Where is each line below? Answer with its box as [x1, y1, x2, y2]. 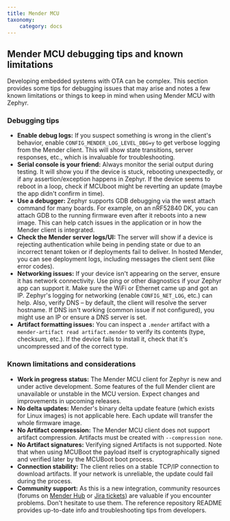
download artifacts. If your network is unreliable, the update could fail [16, 470, 214, 478]
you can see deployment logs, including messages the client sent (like [16, 255, 216, 264]
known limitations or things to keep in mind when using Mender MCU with [7, 92, 216, 100]
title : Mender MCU [7, 10, 60, 17]
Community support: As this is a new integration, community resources [16, 484, 220, 492]
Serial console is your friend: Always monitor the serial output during [16, 160, 214, 168]
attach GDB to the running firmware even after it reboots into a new [16, 212, 207, 220]
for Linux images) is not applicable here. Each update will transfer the [16, 411, 214, 420]
